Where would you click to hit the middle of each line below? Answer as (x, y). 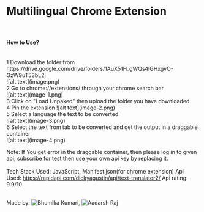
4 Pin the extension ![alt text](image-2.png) (61, 108)
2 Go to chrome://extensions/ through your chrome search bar (85, 88)
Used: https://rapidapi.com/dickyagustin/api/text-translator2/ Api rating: (97, 178)
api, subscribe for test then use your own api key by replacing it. (87, 159)
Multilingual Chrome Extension (87, 11)
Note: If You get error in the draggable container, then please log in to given (102, 152)
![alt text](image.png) (33, 82)
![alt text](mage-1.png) (35, 95)
